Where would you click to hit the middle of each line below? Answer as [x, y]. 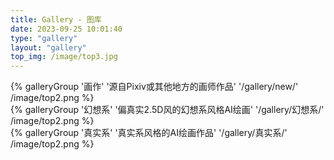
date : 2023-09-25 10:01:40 [66, 29]
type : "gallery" [44, 38]
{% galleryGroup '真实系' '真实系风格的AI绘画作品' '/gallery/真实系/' [149, 133]
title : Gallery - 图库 [56, 19]
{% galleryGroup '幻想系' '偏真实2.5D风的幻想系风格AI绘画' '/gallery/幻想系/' [167, 110]
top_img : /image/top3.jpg [64, 57]
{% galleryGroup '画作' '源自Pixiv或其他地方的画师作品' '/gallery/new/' [154, 87]
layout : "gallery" [48, 47]
